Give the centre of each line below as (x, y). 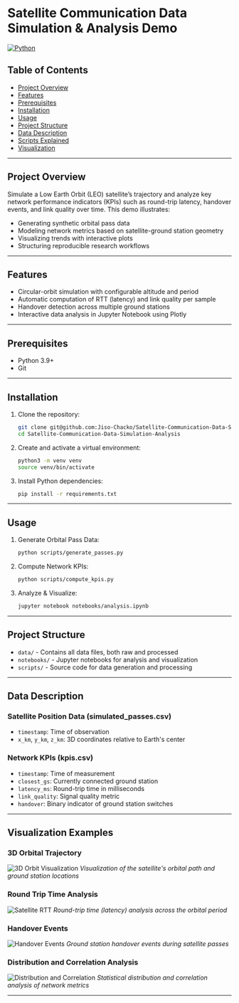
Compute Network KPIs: (53, 566)
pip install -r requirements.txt (67, 494)
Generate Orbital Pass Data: (58, 540)
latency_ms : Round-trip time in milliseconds (81, 788)
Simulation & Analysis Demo (92, 28)
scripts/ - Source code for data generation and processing (105, 667)
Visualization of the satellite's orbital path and (147, 869)
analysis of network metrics (48, 985)
